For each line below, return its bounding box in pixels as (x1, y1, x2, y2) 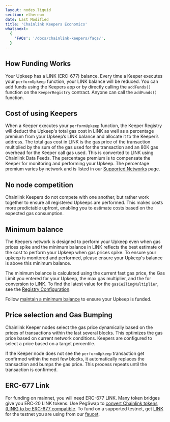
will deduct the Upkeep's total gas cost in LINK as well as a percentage (5, 128, 154, 134)
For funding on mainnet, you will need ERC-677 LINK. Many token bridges (5, 395, 160, 401)
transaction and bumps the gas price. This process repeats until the (5, 361, 148, 367)
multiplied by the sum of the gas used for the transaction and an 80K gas (5, 144, 159, 150)
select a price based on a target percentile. (5, 340, 96, 346)
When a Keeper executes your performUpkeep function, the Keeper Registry (5, 123, 162, 129)
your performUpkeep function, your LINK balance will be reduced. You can (5, 78, 159, 84)
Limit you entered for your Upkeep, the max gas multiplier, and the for (5, 276, 151, 281)
